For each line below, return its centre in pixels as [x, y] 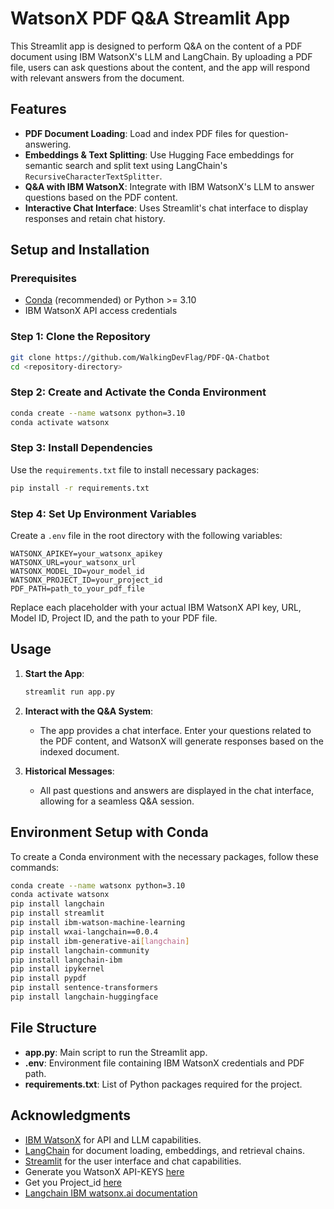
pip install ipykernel [57, 969]
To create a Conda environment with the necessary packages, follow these [164, 856]
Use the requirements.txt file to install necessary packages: [135, 469]
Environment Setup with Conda [109, 832]
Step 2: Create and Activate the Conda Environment [138, 392]
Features [38, 109]
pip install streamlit [57, 913]
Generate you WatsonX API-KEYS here [104, 1171]
